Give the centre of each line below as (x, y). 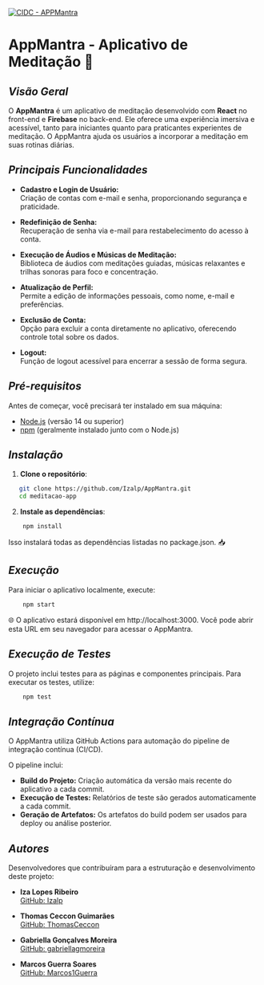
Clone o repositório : (54, 474)
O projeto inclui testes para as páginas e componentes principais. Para (125, 674)
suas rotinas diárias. (41, 145)
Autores (29, 848)
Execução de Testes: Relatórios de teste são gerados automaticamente (138, 798)
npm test (37, 697)
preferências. (42, 304)
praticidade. (40, 206)
